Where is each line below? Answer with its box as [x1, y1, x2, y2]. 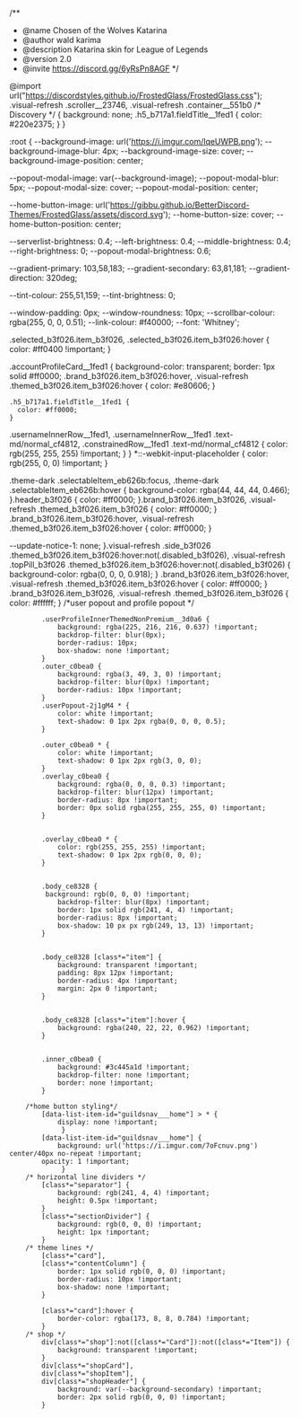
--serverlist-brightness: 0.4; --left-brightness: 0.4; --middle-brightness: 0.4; [9, 236, 291, 246]
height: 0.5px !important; [56, 1196, 159, 1205]
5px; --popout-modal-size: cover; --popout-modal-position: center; [9, 182, 259, 192]
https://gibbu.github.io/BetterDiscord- [110, 199, 250, 210]
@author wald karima [21, 35, 101, 45]
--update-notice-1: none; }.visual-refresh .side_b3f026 [9, 541, 212, 550]
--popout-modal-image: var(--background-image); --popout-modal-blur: [9, 172, 279, 183]
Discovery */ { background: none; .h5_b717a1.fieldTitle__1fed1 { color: [9, 110, 262, 119]
